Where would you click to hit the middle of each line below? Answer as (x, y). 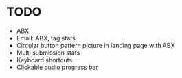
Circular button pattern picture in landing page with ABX (96, 45)
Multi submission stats (48, 53)
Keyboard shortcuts (44, 60)
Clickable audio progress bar (57, 67)
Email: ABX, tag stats (46, 38)
